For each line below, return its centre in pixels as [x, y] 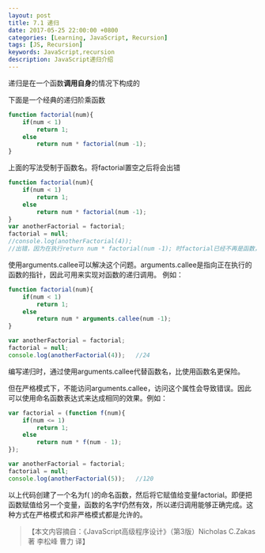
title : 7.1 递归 [34, 23]
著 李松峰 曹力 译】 [58, 541]
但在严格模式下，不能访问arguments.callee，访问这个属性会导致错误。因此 [130, 388]
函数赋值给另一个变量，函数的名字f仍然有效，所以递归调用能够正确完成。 [127, 504]
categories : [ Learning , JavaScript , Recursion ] [88, 38]
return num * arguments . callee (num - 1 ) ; [104, 319]
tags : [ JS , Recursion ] [45, 45]
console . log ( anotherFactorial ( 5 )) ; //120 [81, 479]
